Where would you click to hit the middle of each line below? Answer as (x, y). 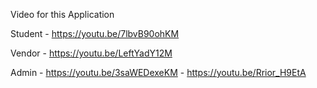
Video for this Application (62, 14)
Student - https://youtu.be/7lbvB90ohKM (95, 33)
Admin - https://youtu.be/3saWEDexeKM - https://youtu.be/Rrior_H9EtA (158, 72)
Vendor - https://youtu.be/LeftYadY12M (91, 53)
